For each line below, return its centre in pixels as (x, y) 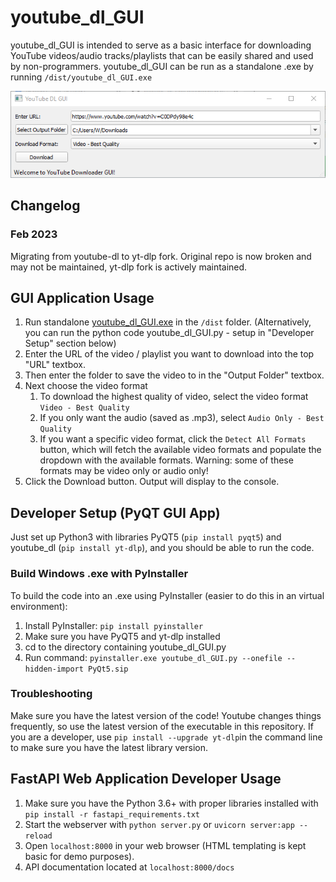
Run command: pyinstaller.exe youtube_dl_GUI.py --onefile (153, 657)
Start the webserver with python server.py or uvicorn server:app (159, 824)
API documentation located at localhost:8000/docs (129, 867)
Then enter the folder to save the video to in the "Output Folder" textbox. (174, 375)
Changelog (45, 206)
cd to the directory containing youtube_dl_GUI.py (125, 647)
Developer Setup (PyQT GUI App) (115, 512)
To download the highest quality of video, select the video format (174, 397)
